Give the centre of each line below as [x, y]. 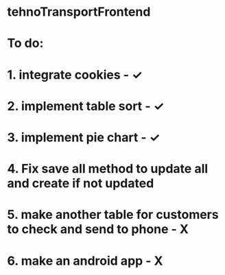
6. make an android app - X [85, 261]
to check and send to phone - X [98, 229]
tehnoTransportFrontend [79, 12]
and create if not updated [81, 183]
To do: [25, 44]
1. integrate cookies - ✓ [75, 74]
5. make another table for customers [113, 215]
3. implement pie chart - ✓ [84, 137]
